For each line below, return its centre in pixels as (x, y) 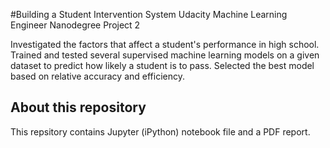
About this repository (78, 107)
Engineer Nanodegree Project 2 (75, 25)
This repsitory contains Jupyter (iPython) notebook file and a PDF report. (160, 131)
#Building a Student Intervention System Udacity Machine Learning (149, 14)
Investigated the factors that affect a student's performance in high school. (165, 44)
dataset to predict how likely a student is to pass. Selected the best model (162, 65)
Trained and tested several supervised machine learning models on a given (165, 55)
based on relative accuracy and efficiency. (97, 76)
